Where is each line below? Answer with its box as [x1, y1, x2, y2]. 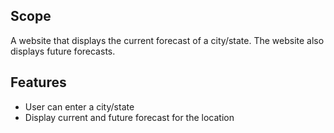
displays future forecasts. [10, 45, 116, 57]
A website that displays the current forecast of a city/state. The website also [10, 34, 325, 46]
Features [10, 74, 67, 91]
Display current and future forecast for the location [24, 111, 235, 123]
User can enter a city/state [24, 100, 135, 113]
